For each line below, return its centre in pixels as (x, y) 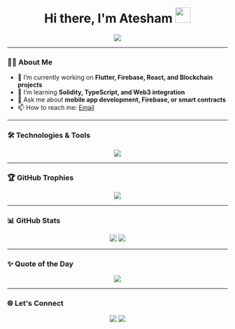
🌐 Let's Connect (36, 303)
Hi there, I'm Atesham (108, 19)
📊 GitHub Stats (34, 220)
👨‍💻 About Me (30, 62)
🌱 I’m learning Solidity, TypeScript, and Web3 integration (101, 92)
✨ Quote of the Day (40, 264)
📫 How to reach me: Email (56, 108)
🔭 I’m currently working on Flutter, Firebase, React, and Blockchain (115, 78)
